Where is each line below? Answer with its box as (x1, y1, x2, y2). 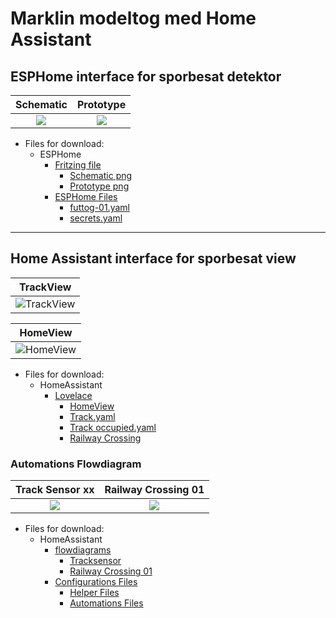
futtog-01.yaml (69, 202, 130, 213)
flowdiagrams (54, 544, 112, 556)
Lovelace (54, 389, 93, 401)
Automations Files (69, 597, 144, 609)
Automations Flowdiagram (10, 457, 142, 471)
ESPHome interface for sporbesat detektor (10, 68, 282, 85)
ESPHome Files (54, 191, 118, 202)
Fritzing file (54, 159, 102, 171)
